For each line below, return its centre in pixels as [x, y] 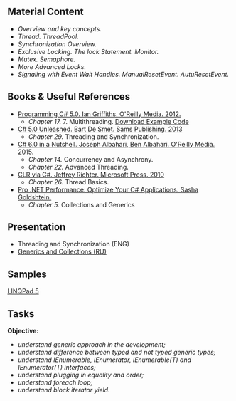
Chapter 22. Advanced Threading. [79, 167]
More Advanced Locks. [52, 66]
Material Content [45, 12]
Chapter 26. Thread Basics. [68, 182]
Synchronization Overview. [57, 44]
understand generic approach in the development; [91, 345]
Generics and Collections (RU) [62, 251]
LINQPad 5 [23, 291]
